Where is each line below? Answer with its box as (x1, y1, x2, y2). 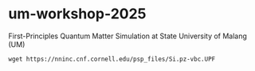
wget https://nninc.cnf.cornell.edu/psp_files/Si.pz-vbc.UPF (8, 55, 216, 63)
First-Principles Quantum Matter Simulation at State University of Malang (8, 31, 247, 41)
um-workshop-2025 (8, 5, 147, 23)
